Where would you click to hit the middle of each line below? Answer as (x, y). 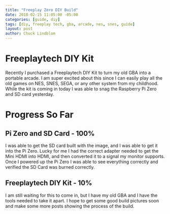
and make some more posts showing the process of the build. (70, 206)
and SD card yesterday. (30, 94)
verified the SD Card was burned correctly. (50, 167)
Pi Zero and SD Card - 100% (50, 133)
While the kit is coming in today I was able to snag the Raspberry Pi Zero (81, 89)
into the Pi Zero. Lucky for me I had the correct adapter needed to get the (82, 151)
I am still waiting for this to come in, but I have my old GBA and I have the (81, 195)
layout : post (19, 29)
